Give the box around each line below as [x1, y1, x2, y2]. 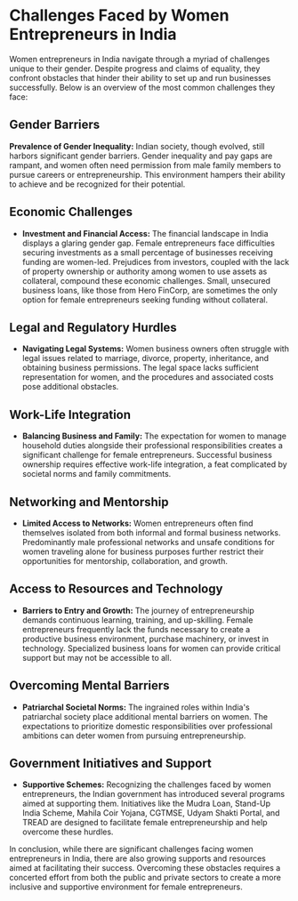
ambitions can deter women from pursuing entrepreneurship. [21, 730, 246, 741]
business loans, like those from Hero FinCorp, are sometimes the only [21, 285, 278, 295]
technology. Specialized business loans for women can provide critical [21, 642, 281, 654]
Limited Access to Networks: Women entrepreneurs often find [21, 518, 254, 528]
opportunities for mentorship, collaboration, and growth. [21, 556, 229, 566]
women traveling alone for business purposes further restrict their [21, 546, 264, 557]
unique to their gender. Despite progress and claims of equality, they [9, 63, 261, 74]
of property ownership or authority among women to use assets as [21, 266, 268, 277]
